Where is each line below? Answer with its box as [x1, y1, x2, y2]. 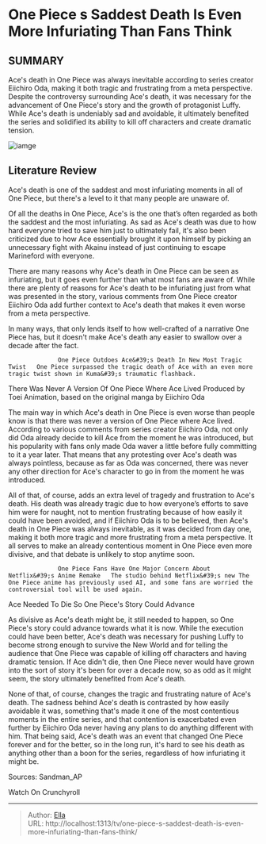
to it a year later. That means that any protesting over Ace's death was [8, 450, 237, 459]
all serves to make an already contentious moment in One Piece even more [8, 541, 253, 551]
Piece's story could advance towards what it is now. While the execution [8, 623, 244, 632]
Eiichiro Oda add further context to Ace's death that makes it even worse [8, 300, 245, 309]
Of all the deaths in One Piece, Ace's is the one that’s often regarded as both [8, 209, 258, 218]
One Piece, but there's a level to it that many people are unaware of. [8, 193, 230, 203]
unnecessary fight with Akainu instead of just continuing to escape [8, 242, 226, 251]
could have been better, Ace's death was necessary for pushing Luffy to [8, 631, 244, 641]
